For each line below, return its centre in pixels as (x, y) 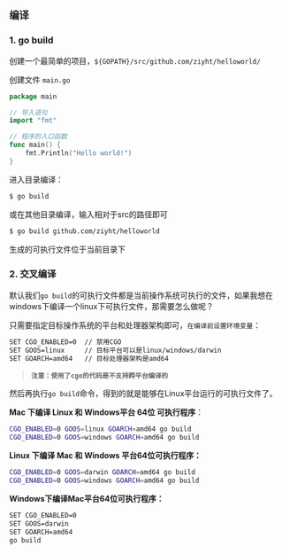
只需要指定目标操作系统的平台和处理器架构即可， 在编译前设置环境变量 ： (135, 325)
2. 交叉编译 (33, 274)
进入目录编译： (36, 179)
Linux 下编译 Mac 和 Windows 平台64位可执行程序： (105, 456)
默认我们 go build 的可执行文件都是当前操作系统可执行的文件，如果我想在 (141, 295)
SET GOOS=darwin (39, 523)
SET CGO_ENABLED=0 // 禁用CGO (65, 342)
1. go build (31, 41)
